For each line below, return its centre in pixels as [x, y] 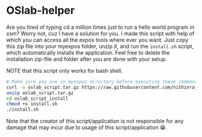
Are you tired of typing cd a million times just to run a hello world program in [100, 27]
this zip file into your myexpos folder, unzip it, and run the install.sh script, [100, 46]
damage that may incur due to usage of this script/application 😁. [87, 127]
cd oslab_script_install [37, 99]
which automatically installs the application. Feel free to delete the [88, 52]
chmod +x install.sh [32, 104]
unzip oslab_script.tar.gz [40, 93]
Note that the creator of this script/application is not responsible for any [95, 121]
